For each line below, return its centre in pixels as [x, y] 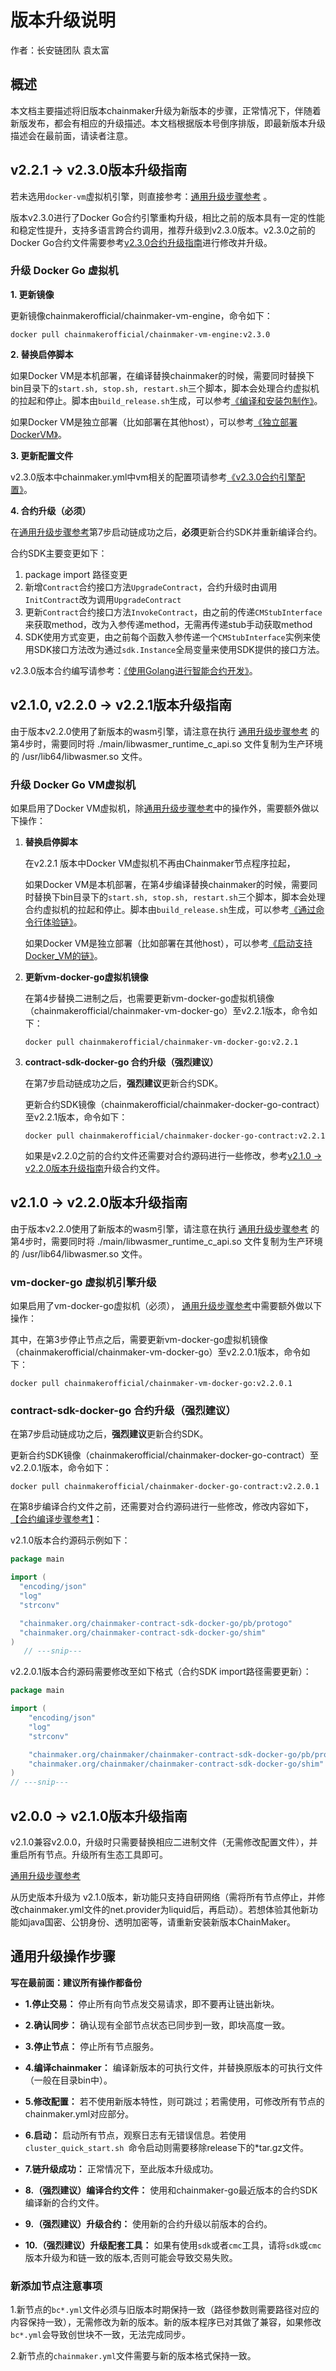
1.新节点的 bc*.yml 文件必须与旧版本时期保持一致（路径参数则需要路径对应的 [165, 2310]
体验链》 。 [62, 922]
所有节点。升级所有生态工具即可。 [97, 1854]
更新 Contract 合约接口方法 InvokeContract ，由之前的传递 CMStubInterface [173, 612]
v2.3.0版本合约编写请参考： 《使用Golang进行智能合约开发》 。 [134, 670]
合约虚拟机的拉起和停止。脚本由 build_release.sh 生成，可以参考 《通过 [170, 909]
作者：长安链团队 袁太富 [60, 50]
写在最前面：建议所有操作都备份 [76, 1982]
